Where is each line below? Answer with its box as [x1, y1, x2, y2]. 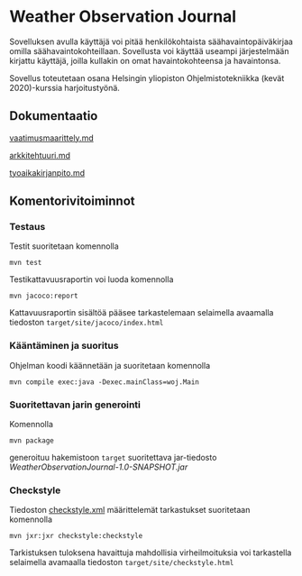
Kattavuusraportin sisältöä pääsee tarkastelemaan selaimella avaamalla [9, 307, 274, 318]
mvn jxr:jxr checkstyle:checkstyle [9, 532, 143, 541]
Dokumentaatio [9, 108, 98, 123]
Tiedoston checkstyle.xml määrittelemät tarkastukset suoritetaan [9, 505, 251, 516]
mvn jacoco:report [9, 291, 78, 301]
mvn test [9, 259, 42, 268]
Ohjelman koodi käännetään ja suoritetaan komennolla [9, 360, 211, 370]
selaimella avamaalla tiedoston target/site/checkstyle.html [9, 557, 234, 568]
